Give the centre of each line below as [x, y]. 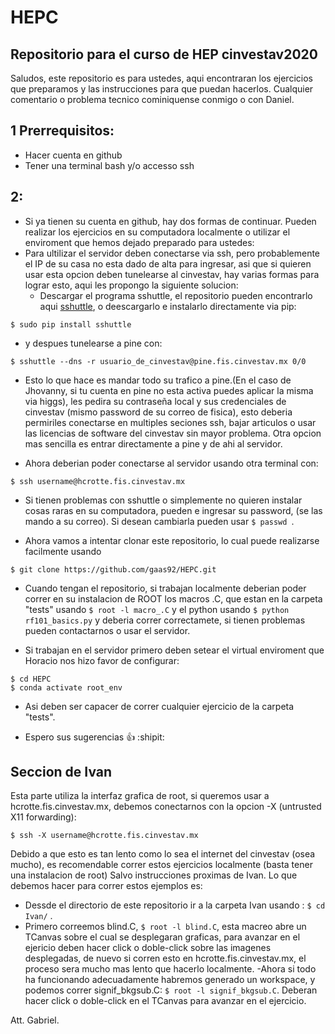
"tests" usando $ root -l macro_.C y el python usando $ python [157, 609]
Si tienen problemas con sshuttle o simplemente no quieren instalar [163, 500]
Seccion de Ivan [61, 772]
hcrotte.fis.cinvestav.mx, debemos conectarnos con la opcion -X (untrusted [166, 807]
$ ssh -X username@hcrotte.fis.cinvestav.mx [104, 836]
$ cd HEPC [31, 679]
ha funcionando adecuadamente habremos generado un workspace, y [170, 980]
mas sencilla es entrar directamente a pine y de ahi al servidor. [153, 443]
